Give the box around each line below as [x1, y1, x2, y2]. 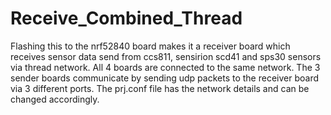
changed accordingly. [10, 93, 100, 105]
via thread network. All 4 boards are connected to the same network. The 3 [10, 61, 321, 73]
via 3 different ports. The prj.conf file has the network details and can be [10, 82, 310, 94]
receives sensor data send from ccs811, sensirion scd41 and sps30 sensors [10, 50, 322, 62]
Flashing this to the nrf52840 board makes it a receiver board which [10, 40, 291, 52]
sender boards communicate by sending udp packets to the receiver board [10, 72, 320, 84]
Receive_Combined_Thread [10, 7, 243, 30]
